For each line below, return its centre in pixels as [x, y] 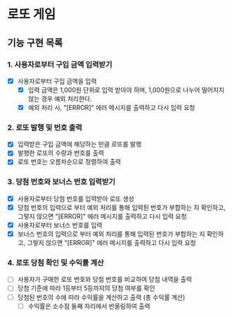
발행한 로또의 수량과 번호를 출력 [60, 153]
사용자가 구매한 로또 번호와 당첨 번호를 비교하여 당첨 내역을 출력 [104, 280]
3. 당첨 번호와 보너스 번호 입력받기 [62, 182]
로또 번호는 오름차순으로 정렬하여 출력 [69, 162]
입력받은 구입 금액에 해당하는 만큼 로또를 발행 [79, 144]
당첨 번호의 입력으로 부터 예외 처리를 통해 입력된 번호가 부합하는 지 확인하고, [122, 207]
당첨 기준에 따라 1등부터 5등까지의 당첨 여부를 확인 [86, 288]
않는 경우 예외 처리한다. [60, 99]
